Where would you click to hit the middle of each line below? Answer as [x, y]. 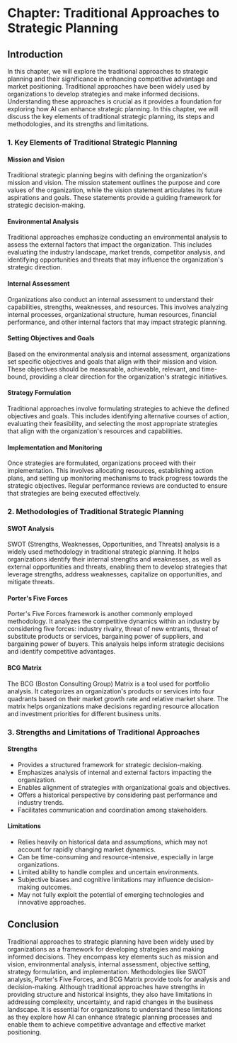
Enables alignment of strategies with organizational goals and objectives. [124, 787]
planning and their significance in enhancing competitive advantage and [112, 79]
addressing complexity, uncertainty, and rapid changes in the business [110, 1002]
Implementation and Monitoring [55, 447]
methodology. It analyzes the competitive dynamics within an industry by [114, 621]
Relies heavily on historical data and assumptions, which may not [112, 842]
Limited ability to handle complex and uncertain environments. [108, 872]
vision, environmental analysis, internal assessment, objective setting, [109, 964]
